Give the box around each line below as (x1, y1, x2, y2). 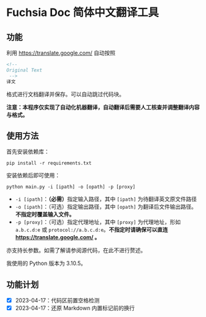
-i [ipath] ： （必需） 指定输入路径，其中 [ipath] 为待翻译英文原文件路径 (15, 195, 197, 203)
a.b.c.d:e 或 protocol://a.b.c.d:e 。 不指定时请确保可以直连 (15, 226, 169, 233)
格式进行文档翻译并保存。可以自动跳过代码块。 (6, 90, 124, 98)
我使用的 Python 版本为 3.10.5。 (6, 259, 86, 267)
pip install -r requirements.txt (6, 160, 92, 166)
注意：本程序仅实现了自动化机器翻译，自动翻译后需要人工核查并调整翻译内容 (6, 103, 200, 111)
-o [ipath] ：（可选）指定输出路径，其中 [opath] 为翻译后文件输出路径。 (15, 203, 197, 211)
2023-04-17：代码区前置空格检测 (15, 297, 100, 304)
